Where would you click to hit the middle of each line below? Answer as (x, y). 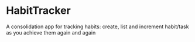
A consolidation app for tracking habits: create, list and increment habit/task (97, 26)
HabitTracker (39, 11)
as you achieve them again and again (51, 32)
